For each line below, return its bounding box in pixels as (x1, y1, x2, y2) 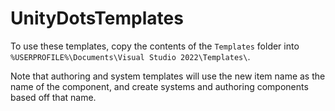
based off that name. (10, 91, 97, 103)
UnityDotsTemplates (10, 7, 184, 30)
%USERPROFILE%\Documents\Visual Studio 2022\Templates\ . (10, 50, 251, 62)
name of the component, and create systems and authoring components (10, 80, 309, 92)
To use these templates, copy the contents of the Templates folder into (10, 40, 300, 52)
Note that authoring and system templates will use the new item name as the (10, 70, 326, 82)
